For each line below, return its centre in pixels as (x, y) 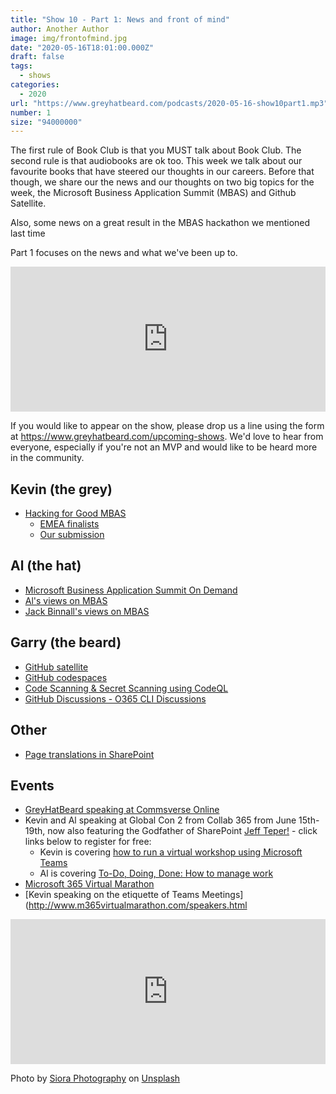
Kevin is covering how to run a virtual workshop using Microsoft (171, 852)
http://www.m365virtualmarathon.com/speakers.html (138, 905)
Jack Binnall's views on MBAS (87, 611)
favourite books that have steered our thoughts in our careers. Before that (162, 172)
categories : (35, 85)
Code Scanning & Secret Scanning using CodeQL (126, 688)
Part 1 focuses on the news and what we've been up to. (124, 253)
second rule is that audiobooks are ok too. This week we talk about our (156, 161)
